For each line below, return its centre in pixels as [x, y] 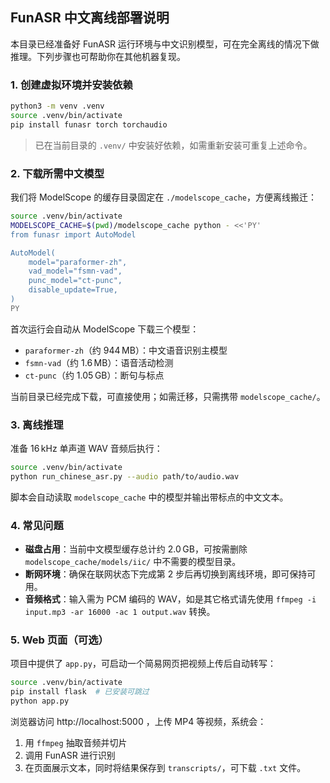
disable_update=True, [73, 290]
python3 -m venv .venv [57, 106]
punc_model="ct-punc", [75, 281]
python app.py [40, 701]
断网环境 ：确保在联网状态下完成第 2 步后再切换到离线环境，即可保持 [166, 574]
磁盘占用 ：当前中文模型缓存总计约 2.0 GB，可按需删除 [136, 549]
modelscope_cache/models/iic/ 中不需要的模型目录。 [133, 562]
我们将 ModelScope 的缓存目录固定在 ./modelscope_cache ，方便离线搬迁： [163, 197]
